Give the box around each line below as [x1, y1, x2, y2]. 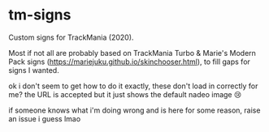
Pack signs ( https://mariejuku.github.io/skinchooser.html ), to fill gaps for [8, 57, 250, 66]
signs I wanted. [8, 65, 59, 75]
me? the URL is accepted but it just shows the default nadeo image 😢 [8, 89, 242, 99]
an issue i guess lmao [8, 113, 81, 123]
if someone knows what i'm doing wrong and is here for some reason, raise [8, 105, 261, 115]
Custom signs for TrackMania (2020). [8, 32, 134, 42]
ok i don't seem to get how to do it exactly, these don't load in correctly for [8, 81, 258, 91]
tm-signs [8, 6, 72, 24]
